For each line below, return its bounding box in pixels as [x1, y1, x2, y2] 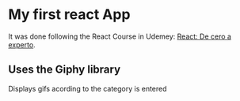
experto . [8, 39, 36, 49]
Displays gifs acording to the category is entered [8, 84, 168, 93]
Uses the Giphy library [8, 63, 121, 77]
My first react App [8, 6, 131, 24]
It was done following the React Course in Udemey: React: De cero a [8, 32, 232, 41]
